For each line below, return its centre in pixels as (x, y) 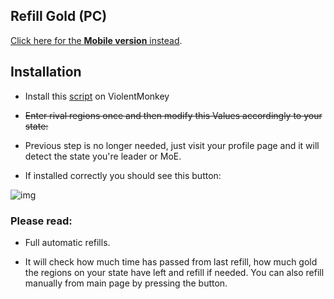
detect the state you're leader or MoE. (103, 156)
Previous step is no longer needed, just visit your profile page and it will (172, 145)
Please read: (41, 221)
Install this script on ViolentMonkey (97, 96)
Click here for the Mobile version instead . (96, 40)
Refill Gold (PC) (59, 16)
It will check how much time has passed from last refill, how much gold (171, 261)
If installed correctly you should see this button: (123, 175)
